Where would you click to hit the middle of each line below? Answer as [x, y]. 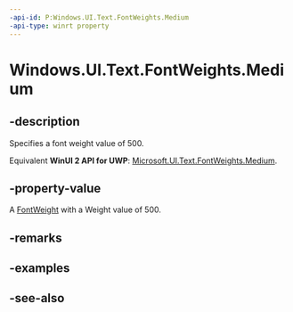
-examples [40, 268]
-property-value [55, 188]
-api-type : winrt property [59, 26]
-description [45, 122]
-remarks [36, 238]
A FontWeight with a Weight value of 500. [85, 209]
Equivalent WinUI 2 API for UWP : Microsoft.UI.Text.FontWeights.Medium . [143, 160]
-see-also [37, 298]
